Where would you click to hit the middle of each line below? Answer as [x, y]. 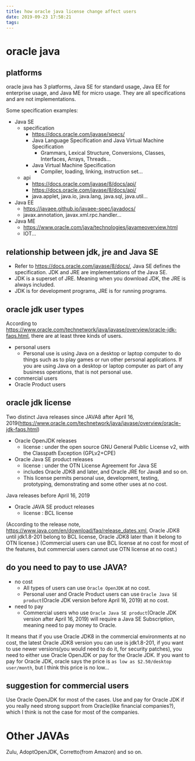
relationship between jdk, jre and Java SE [82, 252]
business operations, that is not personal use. [78, 372]
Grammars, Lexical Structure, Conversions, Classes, [103, 153]
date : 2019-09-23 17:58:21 [39, 17]
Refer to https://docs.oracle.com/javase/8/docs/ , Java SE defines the [97, 266]
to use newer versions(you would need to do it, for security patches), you [94, 649]
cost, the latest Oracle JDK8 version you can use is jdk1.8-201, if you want [95, 642]
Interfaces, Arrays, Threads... [76, 159]
